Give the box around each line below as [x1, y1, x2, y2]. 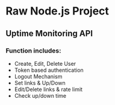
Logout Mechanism [14, 72, 63, 80]
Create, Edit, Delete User [14, 60, 76, 67]
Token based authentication [14, 66, 84, 74]
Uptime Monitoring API [5, 28, 93, 39]
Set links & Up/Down [14, 79, 66, 86]
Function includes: [5, 46, 61, 55]
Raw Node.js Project [5, 4, 110, 18]
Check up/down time [14, 92, 67, 99]
